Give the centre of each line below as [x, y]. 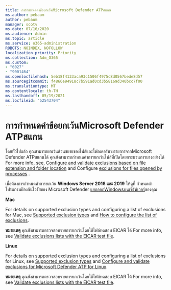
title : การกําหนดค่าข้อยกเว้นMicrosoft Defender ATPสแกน [58, 10]
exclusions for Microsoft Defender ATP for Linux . [57, 267]
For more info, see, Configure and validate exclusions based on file [76, 163]
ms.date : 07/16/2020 [27, 29]
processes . [18, 174]
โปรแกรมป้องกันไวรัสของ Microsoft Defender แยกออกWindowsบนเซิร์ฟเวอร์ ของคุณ [81, 189]
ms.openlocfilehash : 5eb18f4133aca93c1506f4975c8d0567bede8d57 [74, 77]
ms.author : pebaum [25, 15]
